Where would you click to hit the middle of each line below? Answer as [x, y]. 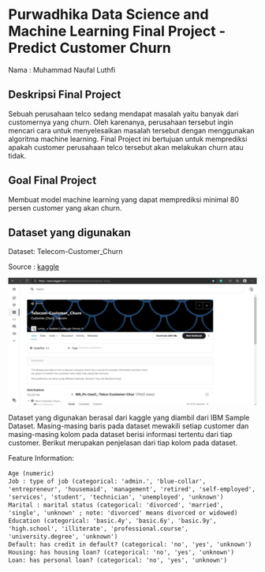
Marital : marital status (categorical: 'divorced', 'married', [116, 505]
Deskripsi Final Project [65, 95]
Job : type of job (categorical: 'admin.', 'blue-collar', [107, 482]
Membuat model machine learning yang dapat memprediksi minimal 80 [123, 200]
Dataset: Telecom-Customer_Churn [66, 252]
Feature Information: [41, 458]
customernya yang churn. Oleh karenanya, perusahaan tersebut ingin [121, 122]
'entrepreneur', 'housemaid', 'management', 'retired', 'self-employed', [132, 490]
